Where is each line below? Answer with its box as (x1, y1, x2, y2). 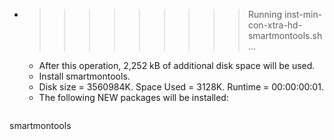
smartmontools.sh (247, 30, 323, 41)
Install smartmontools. (38, 70, 131, 82)
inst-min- (283, 9, 323, 20)
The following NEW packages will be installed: (38, 92, 229, 103)
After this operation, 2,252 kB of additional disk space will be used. (38, 60, 316, 71)
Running (247, 9, 283, 20)
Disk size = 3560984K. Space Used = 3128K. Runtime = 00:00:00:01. (38, 81, 324, 93)
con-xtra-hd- (247, 19, 303, 31)
